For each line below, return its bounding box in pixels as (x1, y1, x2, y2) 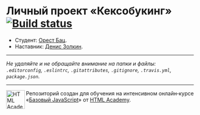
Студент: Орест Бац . (14, 36, 67, 43)
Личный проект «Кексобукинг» (6, 4, 172, 18)
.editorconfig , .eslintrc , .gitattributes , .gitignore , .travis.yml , (6, 66, 171, 73)
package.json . (6, 73, 40, 80)
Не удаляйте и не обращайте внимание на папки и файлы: (6, 60, 156, 67)
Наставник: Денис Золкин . (14, 43, 83, 50)
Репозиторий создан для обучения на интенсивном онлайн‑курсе (26, 89, 194, 97)
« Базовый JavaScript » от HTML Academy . (26, 96, 131, 103)
